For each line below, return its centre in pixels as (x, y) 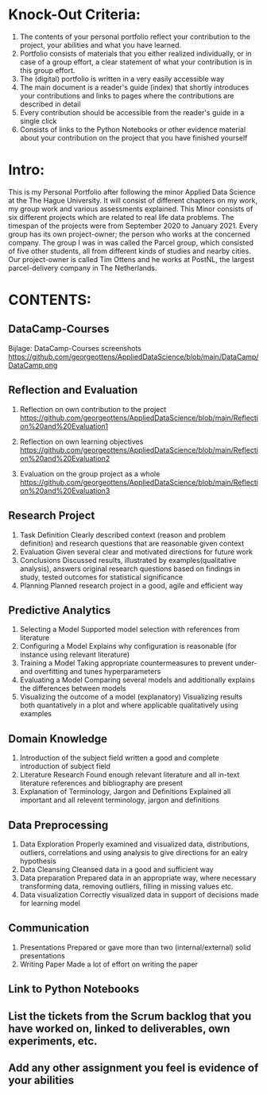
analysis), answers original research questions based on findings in (130, 569)
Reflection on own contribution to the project (93, 409)
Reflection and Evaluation (73, 390)
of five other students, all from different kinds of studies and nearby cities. (130, 251)
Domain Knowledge (58, 739)
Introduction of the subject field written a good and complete (120, 758)
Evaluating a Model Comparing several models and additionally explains (137, 680)
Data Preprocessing (58, 825)
